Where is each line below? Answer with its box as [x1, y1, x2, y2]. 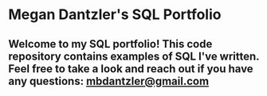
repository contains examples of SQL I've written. [8, 49, 260, 63]
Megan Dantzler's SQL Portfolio [8, 6, 222, 24]
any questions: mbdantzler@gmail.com [8, 74, 210, 88]
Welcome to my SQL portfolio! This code [8, 37, 213, 51]
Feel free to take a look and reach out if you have [8, 62, 253, 75]
